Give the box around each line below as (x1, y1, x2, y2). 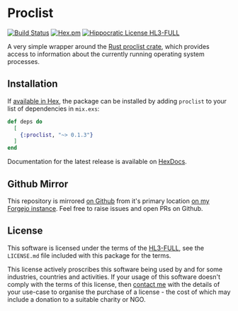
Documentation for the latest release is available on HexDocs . (7, 158, 188, 166)
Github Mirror (7, 178, 69, 190)
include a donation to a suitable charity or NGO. (7, 295, 146, 303)
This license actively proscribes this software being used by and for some (7, 265, 223, 273)
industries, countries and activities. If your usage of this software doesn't (7, 272, 221, 281)
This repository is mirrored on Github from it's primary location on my (7, 197, 210, 205)
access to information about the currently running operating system (7, 50, 205, 58)
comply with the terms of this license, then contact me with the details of (7, 280, 220, 288)
